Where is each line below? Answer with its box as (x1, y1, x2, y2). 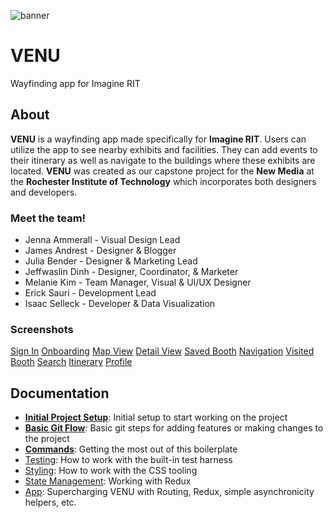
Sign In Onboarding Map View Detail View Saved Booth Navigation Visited (10, 345, 315, 357)
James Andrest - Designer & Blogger (24, 245, 177, 257)
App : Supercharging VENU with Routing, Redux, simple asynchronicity (24, 486, 315, 498)
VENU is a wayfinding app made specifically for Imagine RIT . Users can (10, 133, 307, 145)
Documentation (10, 385, 110, 402)
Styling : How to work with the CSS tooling (24, 465, 198, 477)
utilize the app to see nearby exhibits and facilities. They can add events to (10, 143, 318, 155)
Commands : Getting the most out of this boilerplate (24, 443, 238, 455)
